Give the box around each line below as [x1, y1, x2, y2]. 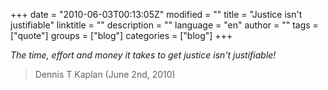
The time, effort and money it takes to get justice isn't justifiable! [10, 49, 277, 61]
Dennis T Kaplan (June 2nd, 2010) [34, 69, 176, 80]
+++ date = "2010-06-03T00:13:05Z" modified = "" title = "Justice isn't [10, 9, 303, 20]
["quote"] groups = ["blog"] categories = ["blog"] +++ [10, 30, 233, 41]
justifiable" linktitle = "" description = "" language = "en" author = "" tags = [10, 19, 319, 31]
